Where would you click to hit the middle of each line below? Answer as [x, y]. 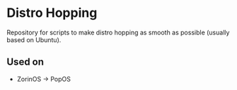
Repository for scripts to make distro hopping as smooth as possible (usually [118, 32]
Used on [25, 62]
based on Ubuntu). [34, 39]
